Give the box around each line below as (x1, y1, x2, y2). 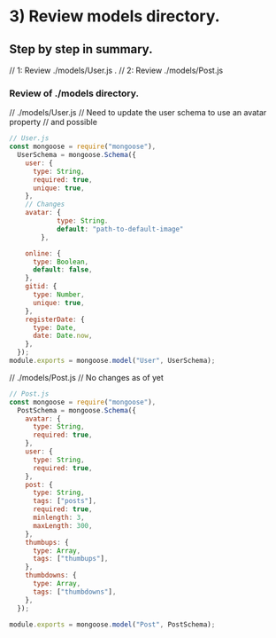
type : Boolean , (32, 257, 89, 266)
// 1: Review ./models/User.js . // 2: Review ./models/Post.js (9, 65, 224, 75)
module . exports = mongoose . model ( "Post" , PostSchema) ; (9, 619, 216, 629)
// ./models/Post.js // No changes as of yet (9, 372, 164, 382)
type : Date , (32, 323, 77, 332)
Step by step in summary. (9, 42, 153, 57)
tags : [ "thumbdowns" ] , (32, 587, 117, 596)
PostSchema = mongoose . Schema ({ (17, 406, 137, 414)
